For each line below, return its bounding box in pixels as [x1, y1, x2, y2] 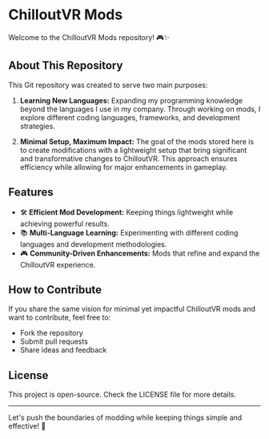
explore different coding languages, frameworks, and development [19, 112, 240, 122]
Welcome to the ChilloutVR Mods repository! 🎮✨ [8, 32, 171, 42]
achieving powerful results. [19, 219, 110, 228]
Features [8, 186, 54, 199]
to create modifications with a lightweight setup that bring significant [19, 145, 247, 155]
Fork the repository [19, 328, 84, 338]
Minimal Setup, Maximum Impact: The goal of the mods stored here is [19, 136, 255, 146]
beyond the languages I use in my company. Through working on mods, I [19, 104, 261, 114]
